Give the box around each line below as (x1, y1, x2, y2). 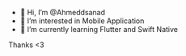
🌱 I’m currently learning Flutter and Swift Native (19, 25, 178, 34)
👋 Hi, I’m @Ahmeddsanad (19, 8, 105, 17)
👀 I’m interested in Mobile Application (19, 16, 145, 26)
